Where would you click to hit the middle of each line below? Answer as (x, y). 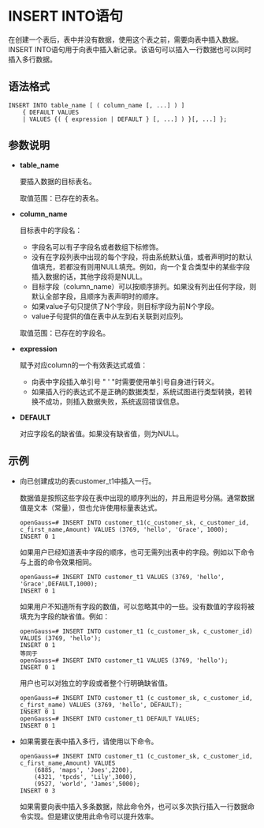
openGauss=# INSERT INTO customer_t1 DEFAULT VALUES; (110, 719)
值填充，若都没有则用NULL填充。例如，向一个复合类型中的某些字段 (141, 266)
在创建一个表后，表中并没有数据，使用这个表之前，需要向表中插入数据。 (125, 40)
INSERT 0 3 (37, 791)
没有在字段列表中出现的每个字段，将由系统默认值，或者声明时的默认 (142, 257)
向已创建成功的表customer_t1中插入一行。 (87, 481)
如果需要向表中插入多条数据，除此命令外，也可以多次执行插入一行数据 (134, 807)
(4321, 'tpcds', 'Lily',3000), (86, 777)
